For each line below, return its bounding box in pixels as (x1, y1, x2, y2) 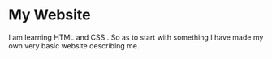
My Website (8, 6, 91, 24)
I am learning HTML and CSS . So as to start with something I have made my (8, 32, 264, 42)
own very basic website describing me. (8, 40, 140, 50)
